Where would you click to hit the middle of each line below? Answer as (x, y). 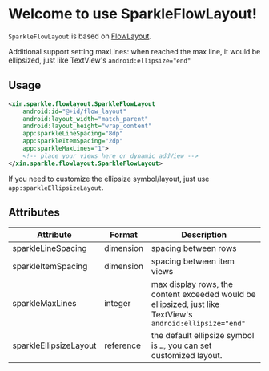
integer (117, 304)
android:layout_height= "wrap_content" (87, 126)
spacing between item (193, 261)
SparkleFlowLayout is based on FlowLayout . (80, 36)
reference (122, 345)
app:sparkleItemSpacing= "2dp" (73, 141)
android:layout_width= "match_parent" (86, 119)
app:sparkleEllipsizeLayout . (56, 187)
